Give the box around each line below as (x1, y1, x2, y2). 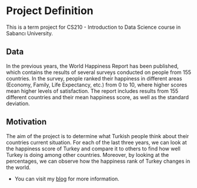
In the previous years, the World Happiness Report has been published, (6, 62, 179, 69)
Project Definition (6, 4, 94, 18)
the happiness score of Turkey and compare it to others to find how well (6, 145, 181, 152)
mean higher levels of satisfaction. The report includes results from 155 (6, 87, 179, 95)
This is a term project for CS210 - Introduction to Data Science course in (6, 23, 181, 31)
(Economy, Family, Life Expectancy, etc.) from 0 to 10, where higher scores (6, 81, 188, 88)
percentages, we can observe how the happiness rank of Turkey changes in (6, 157, 191, 164)
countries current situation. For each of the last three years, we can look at (6, 139, 187, 146)
